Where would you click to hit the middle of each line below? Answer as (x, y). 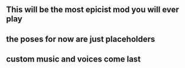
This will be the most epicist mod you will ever (92, 10)
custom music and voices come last (73, 59)
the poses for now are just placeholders (81, 39)
